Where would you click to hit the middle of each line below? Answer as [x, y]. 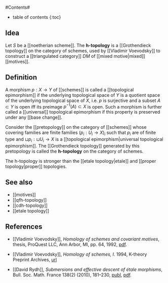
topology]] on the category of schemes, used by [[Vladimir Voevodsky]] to [83, 51]
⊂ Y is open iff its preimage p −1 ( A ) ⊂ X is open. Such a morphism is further [84, 106]
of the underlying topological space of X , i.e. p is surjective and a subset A [83, 100]
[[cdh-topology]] [30, 205]
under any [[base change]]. [34, 117]
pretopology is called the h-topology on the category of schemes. [74, 151]
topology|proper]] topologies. [36, 166]
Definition [21, 77]
